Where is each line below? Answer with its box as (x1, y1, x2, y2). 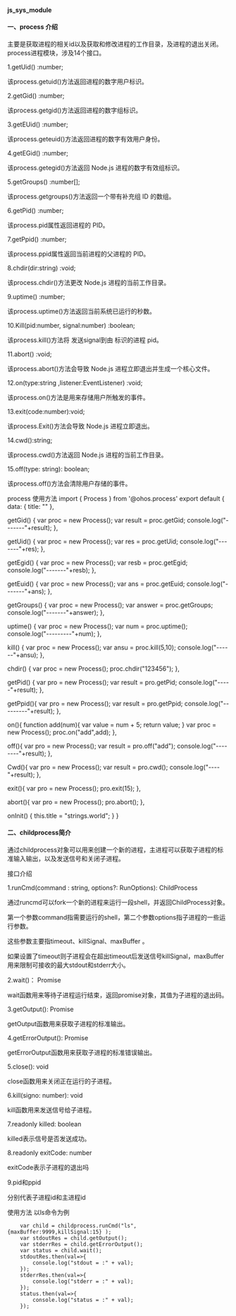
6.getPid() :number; (7, 206, 64, 215)
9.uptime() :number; (7, 292, 66, 300)
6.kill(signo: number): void (7, 1091, 83, 1099)
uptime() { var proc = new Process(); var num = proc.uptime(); (7, 622, 188, 630)
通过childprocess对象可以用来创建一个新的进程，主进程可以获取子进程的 (7, 845, 218, 854)
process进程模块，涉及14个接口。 (7, 48, 106, 57)
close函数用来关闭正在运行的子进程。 (7, 1077, 116, 1085)
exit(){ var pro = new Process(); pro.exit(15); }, (7, 784, 141, 792)
